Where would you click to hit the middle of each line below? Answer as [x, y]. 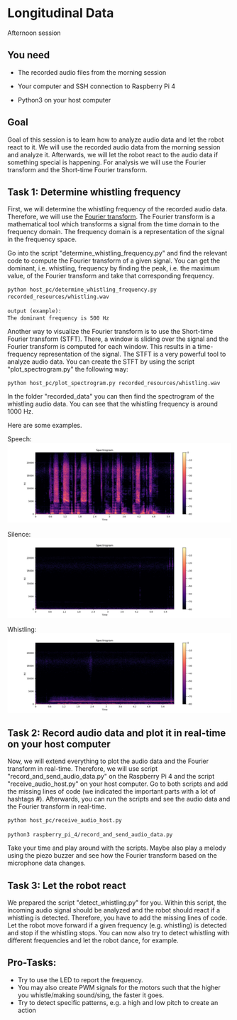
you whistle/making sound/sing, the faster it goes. [91, 995]
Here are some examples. [45, 426]
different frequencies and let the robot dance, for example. [93, 940]
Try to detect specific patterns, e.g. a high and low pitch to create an [118, 1002]
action [27, 1010]
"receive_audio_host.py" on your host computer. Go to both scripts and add [118, 784]
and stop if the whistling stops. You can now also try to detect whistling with [118, 932]
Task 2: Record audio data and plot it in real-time [117, 733]
